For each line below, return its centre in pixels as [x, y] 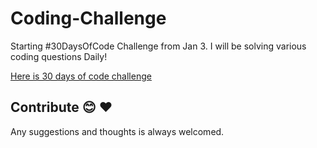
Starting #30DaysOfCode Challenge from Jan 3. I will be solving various [158, 46]
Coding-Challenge [88, 18]
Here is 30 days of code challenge [81, 76]
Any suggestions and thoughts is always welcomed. [117, 131]
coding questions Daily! [59, 56]
